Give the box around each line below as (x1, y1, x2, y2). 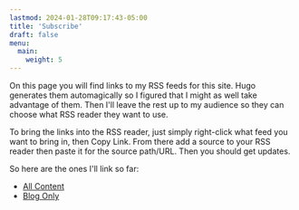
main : (17, 47, 39, 56)
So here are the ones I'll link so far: (9, 164, 140, 174)
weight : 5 (25, 55, 63, 64)
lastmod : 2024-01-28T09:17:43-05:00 (9, 13, 148, 23)
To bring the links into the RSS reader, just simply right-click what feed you (9, 127, 288, 137)
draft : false (9, 30, 59, 39)
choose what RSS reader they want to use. (9, 110, 169, 119)
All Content (22, 181, 65, 191)
